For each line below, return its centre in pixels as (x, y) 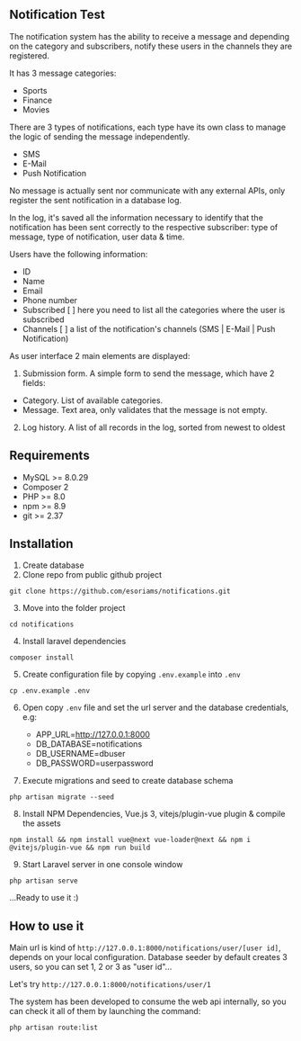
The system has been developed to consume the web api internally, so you (148, 1001)
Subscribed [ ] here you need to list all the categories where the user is (154, 310)
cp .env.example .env (50, 691)
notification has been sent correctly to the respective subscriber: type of (144, 227)
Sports (35, 90)
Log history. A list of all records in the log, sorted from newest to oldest (154, 427)
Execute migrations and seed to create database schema (128, 781)
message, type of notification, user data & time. (97, 237)
